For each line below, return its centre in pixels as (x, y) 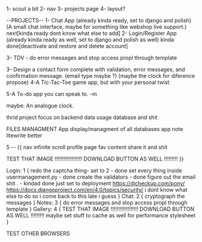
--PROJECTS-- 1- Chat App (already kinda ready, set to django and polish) (99, 20)
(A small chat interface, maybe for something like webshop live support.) (96, 27)
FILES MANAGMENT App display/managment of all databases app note (95, 129)
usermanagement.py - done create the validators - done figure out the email (101, 177)
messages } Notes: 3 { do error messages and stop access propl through (97, 202)
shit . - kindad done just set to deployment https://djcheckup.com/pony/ (96, 183)
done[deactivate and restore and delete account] (67, 46)
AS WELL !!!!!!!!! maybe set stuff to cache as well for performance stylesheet (101, 215)
